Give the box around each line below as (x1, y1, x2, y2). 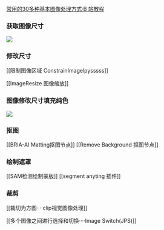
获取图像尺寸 (6, 22, 44, 30)
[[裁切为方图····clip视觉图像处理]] (6, 204, 88, 211)
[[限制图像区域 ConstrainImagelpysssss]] (6, 67, 109, 74)
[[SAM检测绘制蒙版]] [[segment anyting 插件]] (6, 172, 121, 180)
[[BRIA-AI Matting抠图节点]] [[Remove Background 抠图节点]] (6, 141, 159, 148)
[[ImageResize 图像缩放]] (6, 79, 69, 87)
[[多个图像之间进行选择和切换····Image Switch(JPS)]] (6, 217, 137, 224)
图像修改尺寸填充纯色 (6, 96, 68, 105)
